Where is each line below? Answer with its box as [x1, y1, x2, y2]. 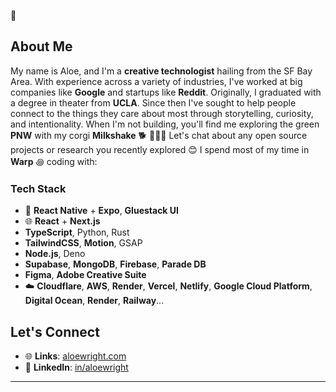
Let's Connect [10, 323, 100, 340]
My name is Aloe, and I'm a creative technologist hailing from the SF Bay [10, 65, 313, 77]
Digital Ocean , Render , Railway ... [24, 295, 165, 307]
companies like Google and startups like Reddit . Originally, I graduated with [10, 86, 322, 98]
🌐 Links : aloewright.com [24, 350, 127, 362]
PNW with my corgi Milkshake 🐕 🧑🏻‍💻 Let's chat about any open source [10, 129, 308, 141]
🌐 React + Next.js [24, 215, 101, 227]
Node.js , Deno [24, 248, 86, 260]
